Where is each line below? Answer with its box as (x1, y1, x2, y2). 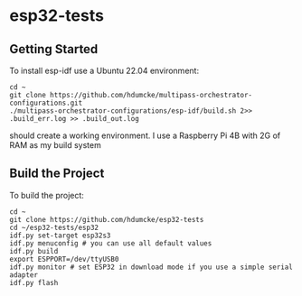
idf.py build (9, 246, 59, 255)
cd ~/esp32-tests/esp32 (9, 223, 99, 232)
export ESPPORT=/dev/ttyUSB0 (9, 254, 119, 264)
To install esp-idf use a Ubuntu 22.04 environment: (9, 65, 200, 76)
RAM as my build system (9, 140, 101, 150)
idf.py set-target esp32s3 (9, 231, 111, 240)
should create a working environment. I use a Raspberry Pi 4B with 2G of (9, 130, 281, 141)
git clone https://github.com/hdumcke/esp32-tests (9, 215, 204, 224)
